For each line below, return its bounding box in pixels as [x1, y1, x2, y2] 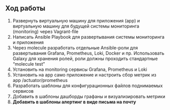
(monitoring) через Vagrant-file [12, 28, 79, 35]
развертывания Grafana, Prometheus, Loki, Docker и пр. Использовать [12, 50, 165, 56]
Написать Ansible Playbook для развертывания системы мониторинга [12, 34, 165, 40]
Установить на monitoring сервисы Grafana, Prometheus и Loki [12, 66, 147, 72]
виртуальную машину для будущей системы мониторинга [12, 23, 140, 29]
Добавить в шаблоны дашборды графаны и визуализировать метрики [12, 93, 165, 99]
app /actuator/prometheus [12, 77, 68, 83]
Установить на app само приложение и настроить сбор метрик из [12, 71, 156, 78]
